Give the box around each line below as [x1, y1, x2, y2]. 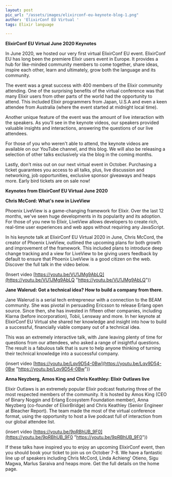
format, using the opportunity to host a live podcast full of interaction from [5, 413, 163, 419]
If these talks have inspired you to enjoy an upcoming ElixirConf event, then [5, 444, 165, 450]
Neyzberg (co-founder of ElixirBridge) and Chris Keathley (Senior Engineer [5, 402, 163, 409]
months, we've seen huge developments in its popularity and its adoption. [5, 213, 162, 219]
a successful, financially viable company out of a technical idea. [5, 324, 141, 330]
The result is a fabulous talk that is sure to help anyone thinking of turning [5, 345, 161, 351]
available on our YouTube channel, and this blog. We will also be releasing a [5, 146, 165, 152]
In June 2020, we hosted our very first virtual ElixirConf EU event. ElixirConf [5, 50, 166, 57]
